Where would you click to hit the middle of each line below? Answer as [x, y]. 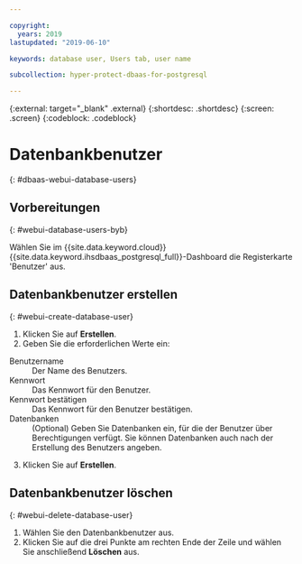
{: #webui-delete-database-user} [71, 514]
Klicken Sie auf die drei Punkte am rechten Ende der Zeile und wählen [152, 541]
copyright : [30, 25]
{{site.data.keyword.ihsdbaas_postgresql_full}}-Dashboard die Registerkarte [151, 256]
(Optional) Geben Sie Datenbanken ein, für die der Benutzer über [152, 428]
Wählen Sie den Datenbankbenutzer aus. [98, 532]
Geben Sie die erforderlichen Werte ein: [96, 343]
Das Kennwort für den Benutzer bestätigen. [113, 409]
